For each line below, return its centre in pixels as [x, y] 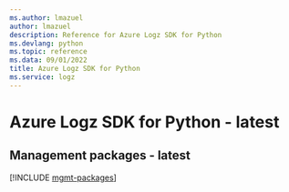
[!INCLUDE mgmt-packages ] [63, 177]
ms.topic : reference [49, 52]
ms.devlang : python [46, 43]
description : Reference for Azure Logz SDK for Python [116, 35]
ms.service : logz [42, 77]
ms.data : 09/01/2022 [49, 60]
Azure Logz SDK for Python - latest [144, 121]
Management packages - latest [100, 156]
